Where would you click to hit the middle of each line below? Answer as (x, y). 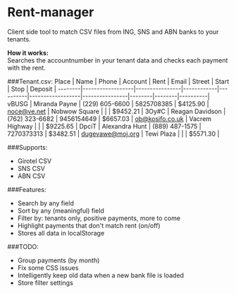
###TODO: (23, 246)
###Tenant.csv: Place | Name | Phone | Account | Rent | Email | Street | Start (118, 81)
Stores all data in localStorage (61, 233)
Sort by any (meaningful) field (61, 210)
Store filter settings (45, 283)
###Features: (27, 189)
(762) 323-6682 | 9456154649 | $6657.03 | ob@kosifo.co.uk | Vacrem (110, 119)
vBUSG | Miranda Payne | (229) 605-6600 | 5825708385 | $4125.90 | (108, 103)
